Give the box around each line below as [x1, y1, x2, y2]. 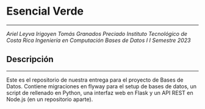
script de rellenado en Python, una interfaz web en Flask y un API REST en [6, 89, 193, 96]
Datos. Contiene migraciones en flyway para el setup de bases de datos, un [6, 82, 197, 90]
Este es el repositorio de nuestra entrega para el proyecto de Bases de [6, 76, 184, 83]
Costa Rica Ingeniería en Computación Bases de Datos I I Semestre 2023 [6, 37, 191, 44]
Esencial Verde [6, 4, 84, 18]
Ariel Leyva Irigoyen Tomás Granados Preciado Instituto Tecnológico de [6, 30, 188, 37]
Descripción [6, 54, 54, 65]
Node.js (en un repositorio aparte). [6, 96, 93, 103]
